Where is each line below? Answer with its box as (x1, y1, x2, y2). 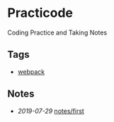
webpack (17, 67, 45, 75)
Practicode (7, 5, 73, 21)
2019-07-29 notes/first (17, 106, 85, 115)
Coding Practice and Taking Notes (7, 28, 108, 37)
